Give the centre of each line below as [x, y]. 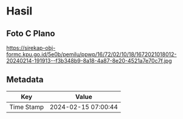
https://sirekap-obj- [31, 48]
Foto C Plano [31, 34]
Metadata [25, 80]
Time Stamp [27, 107]
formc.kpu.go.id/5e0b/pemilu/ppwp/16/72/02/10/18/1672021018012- [91, 54]
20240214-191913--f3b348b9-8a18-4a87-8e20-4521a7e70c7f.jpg [89, 61]
